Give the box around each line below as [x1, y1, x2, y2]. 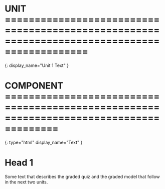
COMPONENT [5, 80, 64, 91]
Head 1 [5, 157, 34, 168]
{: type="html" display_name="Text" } [5, 139, 83, 145]
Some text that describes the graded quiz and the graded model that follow [5, 173, 160, 179]
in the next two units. [5, 179, 48, 185]
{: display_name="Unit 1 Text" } [5, 62, 69, 68]
